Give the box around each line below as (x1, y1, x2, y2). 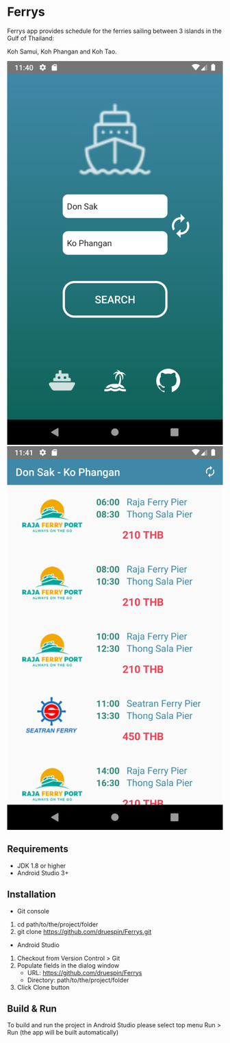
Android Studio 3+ (16, 868, 69, 877)
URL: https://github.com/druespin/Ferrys (27, 968, 142, 977)
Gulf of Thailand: (7, 34, 55, 42)
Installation (7, 889, 56, 900)
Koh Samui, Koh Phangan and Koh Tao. (7, 47, 118, 56)
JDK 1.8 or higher (16, 861, 66, 870)
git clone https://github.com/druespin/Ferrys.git (16, 927, 152, 935)
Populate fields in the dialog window (16, 961, 120, 970)
